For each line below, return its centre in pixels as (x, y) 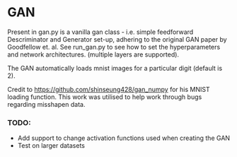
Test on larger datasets (51, 146)
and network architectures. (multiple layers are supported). (93, 54)
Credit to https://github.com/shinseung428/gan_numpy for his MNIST (109, 89)
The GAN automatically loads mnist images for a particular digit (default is (115, 68)
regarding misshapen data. (46, 104)
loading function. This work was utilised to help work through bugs (105, 97)
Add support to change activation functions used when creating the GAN (124, 138)
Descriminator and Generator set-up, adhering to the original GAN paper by (117, 39)
